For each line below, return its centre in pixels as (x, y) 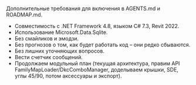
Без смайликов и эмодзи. (47, 38)
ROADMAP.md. (24, 15)
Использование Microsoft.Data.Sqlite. (61, 32)
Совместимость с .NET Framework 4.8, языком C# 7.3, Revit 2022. (97, 26)
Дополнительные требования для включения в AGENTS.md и (83, 8)
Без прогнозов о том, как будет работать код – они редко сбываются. (102, 45)
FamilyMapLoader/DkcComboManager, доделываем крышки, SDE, (97, 69)
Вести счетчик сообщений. (49, 57)
